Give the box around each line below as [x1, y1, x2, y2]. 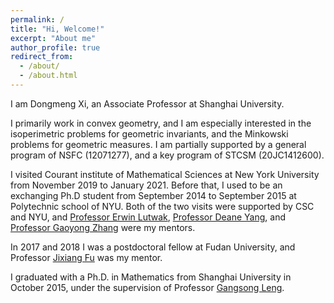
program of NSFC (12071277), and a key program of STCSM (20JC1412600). [10, 149, 325, 161]
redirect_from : [10, 52, 74, 62]
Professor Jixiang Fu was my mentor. [10, 251, 163, 263]
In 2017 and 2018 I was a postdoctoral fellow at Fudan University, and [10, 241, 296, 253]
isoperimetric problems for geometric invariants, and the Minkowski [10, 127, 289, 140]
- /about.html [19, 71, 78, 81]
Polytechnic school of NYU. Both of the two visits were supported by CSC [10, 200, 315, 212]
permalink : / [10, 14, 65, 25]
